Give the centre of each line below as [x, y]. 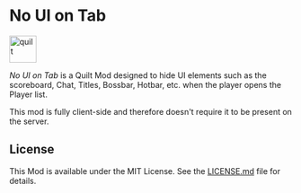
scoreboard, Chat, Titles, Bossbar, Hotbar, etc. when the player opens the [145, 84]
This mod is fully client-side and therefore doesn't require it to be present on [150, 111]
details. [23, 180]
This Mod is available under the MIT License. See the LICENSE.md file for [145, 171]
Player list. [28, 94]
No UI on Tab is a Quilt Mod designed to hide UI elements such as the [138, 75]
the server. [29, 121]
